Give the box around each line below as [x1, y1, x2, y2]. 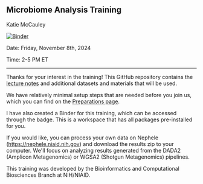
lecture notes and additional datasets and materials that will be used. [6, 80, 177, 87]
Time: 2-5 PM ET [6, 56, 49, 63]
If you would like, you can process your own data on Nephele [6, 134, 159, 141]
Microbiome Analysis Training [6, 5, 122, 15]
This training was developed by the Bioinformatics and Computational [6, 165, 180, 172]
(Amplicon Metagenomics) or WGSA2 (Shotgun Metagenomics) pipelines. [6, 153, 190, 160]
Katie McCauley [6, 21, 46, 28]
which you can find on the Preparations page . [6, 98, 120, 105]
